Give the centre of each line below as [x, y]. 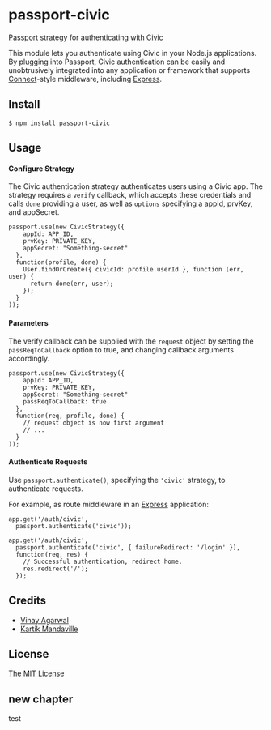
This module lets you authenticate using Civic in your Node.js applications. [133, 53]
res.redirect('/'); [56, 569]
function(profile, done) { [61, 263]
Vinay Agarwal [44, 620]
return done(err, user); [72, 284]
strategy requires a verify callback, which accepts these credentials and [130, 195]
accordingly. [29, 358]
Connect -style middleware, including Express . [85, 79]
